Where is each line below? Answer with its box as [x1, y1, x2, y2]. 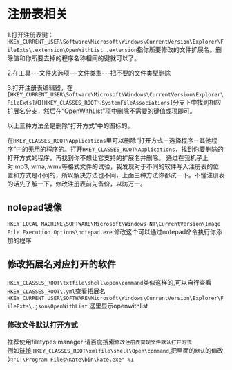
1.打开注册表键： [7, 30, 54, 39]
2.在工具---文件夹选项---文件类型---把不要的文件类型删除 [7, 69, 171, 77]
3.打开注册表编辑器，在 [7, 83, 74, 91]
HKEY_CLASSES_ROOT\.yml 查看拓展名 [7, 287, 106, 295]
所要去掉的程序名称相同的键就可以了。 [30, 53, 140, 62]
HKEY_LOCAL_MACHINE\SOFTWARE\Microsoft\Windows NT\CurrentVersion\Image [7, 220, 221, 227]
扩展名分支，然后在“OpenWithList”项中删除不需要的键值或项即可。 [7, 107, 196, 115]
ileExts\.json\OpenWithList [7, 303, 88, 310]
